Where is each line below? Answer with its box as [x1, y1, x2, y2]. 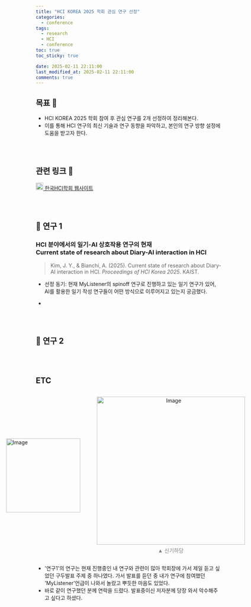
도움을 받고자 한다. [44, 130, 88, 137]
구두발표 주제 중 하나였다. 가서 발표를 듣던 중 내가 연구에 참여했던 [55, 572, 205, 579]
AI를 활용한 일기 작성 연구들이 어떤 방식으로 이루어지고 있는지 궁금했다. [44, 288, 208, 295]
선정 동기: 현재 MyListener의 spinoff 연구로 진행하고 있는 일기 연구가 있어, [44, 280, 216, 287]
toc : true [36, 47, 60, 53]
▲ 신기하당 [157, 547, 184, 554]
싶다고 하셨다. [50, 595, 83, 602]
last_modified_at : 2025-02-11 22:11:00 [36, 69, 134, 75]
